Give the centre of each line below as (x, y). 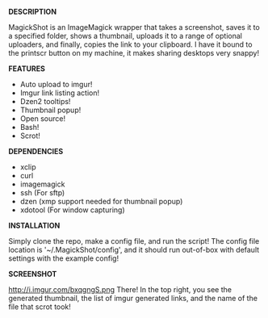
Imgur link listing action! (60, 93)
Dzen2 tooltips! (45, 101)
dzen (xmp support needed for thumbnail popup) (101, 201)
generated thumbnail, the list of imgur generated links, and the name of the (133, 298)
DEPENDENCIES (36, 151)
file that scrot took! (40, 307)
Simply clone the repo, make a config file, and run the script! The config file (134, 241)
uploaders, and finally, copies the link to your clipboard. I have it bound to (130, 44)
